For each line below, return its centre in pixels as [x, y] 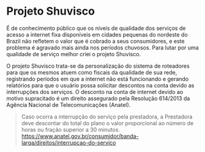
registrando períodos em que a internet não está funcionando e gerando [97, 79]
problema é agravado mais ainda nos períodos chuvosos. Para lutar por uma [102, 48]
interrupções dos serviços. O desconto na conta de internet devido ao [95, 92]
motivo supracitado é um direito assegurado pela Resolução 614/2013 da [98, 98]
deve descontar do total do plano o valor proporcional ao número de [107, 123]
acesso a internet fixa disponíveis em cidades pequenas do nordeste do [97, 34]
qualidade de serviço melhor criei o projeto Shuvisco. [74, 54]
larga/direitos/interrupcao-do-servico [69, 142]
